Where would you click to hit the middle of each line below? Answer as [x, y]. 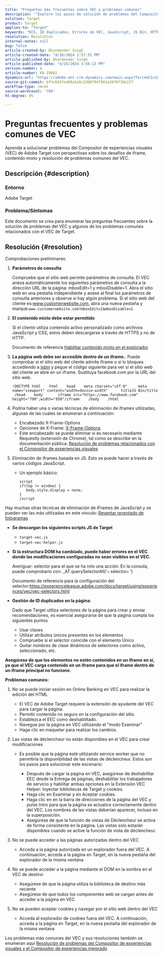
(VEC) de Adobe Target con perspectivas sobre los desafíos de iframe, [76, 153]
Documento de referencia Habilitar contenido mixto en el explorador [80, 347]
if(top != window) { [40, 486]
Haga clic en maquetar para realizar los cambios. [68, 729]
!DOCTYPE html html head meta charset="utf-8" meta [79, 386]
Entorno [15, 187]
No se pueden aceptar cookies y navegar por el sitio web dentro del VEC [85, 909]
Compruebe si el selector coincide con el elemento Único [77, 640]
